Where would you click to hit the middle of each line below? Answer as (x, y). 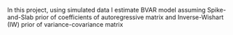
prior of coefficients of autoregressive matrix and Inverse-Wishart (129, 17)
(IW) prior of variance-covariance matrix (65, 24)
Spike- (217, 10)
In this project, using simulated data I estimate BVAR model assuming (106, 10)
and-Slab (20, 17)
